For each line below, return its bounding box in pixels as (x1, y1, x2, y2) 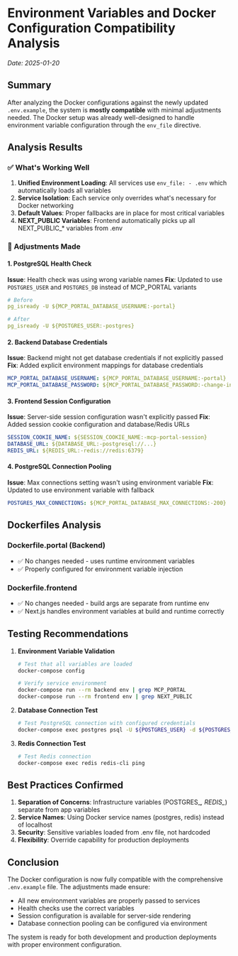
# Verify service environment (17, 680, 108, 687)
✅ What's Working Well (7, 163, 90, 173)
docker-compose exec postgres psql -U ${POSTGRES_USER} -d (17, 726, 196, 733)
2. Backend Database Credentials (7, 337, 108, 346)
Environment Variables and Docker (7, 5, 216, 21)
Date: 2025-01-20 (7, 58, 60, 67)
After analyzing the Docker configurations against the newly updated (7, 98, 209, 107)
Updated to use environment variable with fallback (7, 486, 154, 494)
